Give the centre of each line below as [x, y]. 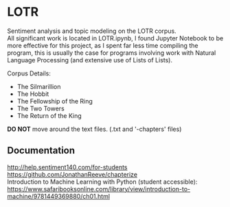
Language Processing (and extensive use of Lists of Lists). [90, 60]
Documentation [41, 150]
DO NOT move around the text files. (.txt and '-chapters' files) [94, 129]
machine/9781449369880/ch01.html [59, 196]
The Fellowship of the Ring [55, 101]
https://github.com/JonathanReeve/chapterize [72, 174]
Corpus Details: [29, 73]
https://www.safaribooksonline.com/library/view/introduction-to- [99, 188]
